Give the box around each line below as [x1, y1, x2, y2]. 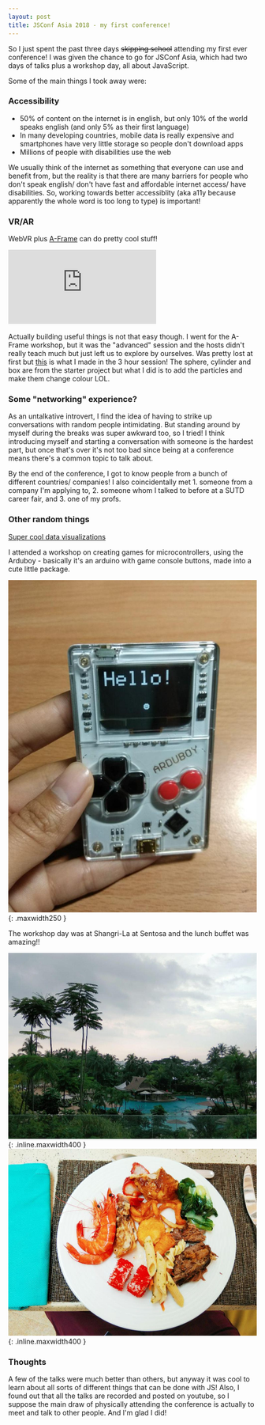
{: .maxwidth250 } [8, 913, 67, 923]
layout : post [8, 13, 51, 21]
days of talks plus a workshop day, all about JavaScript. [8, 60, 189, 70]
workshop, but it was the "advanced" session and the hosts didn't [30, 340, 245, 350]
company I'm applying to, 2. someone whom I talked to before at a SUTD [8, 486, 244, 495]
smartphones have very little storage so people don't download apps [19, 138, 244, 148]
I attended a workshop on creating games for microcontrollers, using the [8, 547, 244, 557]
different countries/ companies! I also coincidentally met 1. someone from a [8, 477, 253, 487]
